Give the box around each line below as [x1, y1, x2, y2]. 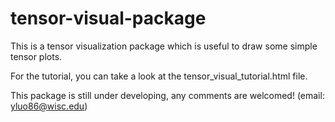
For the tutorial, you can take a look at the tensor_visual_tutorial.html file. [10, 70, 308, 82]
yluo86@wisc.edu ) [10, 100, 88, 112]
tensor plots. [10, 50, 63, 62]
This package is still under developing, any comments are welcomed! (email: [10, 89, 325, 101]
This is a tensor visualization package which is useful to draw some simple [10, 40, 318, 52]
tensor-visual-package [10, 7, 207, 30]
